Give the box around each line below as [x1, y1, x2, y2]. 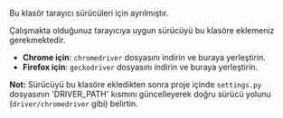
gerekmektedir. [9, 35, 66, 45]
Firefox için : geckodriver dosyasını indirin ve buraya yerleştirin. [22, 62, 259, 72]
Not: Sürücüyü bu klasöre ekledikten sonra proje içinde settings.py [9, 79, 262, 89]
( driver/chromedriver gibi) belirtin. [9, 98, 138, 109]
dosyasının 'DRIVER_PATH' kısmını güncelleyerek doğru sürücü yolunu [9, 89, 271, 99]
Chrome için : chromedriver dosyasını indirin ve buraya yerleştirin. [22, 52, 266, 62]
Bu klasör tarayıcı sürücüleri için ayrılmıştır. [9, 8, 169, 18]
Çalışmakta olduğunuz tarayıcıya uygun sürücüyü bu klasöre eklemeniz [9, 25, 275, 35]
